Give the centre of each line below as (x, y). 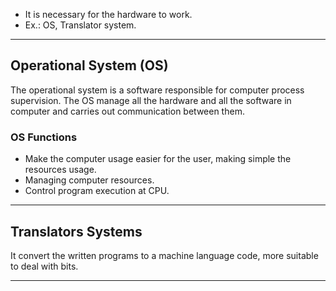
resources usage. (60, 170)
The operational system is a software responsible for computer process (157, 90)
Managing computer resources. (89, 180)
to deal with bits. (44, 266)
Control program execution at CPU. (97, 191)
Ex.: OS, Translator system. (80, 25)
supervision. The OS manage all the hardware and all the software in (151, 100)
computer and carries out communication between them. (127, 111)
